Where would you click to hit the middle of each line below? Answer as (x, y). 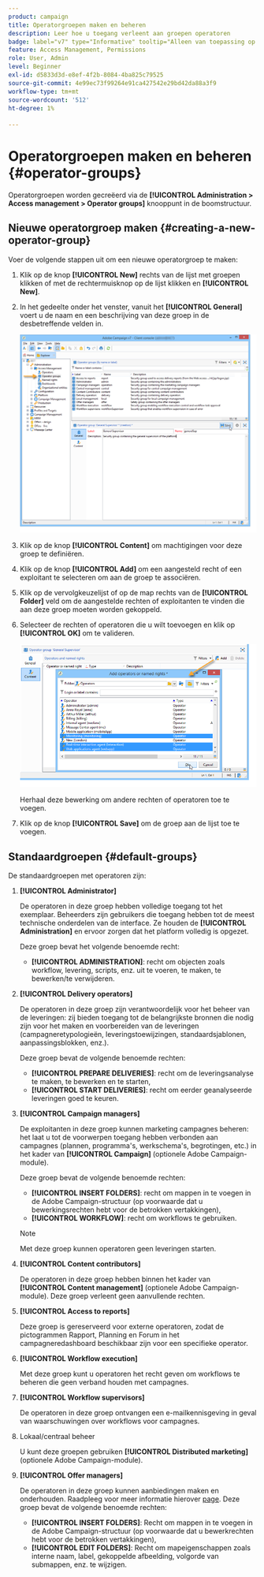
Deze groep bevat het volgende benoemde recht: (99, 947)
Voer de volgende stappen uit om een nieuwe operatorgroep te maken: (123, 259)
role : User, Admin (38, 58)
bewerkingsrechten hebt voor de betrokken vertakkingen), (126, 1210)
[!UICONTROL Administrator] (68, 891)
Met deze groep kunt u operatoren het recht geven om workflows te (130, 1374)
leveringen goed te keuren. (75, 1098)
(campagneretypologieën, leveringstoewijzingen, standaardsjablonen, (133, 1035)
